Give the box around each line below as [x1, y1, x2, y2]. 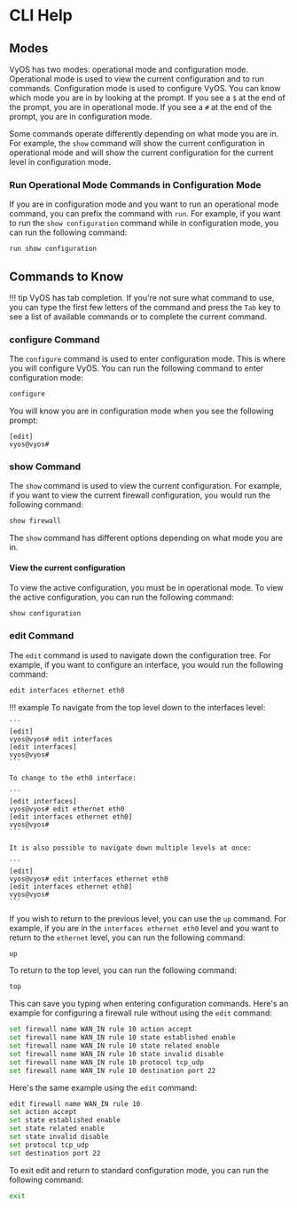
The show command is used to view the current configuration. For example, [9, 481, 282, 491]
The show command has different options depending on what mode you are [9, 533, 284, 544]
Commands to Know [9, 269, 124, 284]
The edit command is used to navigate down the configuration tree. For [9, 649, 272, 661]
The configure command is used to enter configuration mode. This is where [9, 354, 286, 365]
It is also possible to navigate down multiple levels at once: [9, 843, 252, 852]
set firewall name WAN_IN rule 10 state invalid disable [9, 1049, 224, 1058]
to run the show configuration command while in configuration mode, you [9, 218, 279, 229]
